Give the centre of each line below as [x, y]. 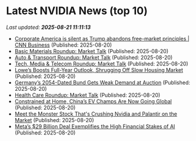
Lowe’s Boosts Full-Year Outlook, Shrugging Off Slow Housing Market [99, 70]
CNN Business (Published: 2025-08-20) [63, 45]
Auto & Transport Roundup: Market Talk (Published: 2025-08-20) [94, 57]
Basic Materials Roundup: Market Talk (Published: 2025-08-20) [92, 51]
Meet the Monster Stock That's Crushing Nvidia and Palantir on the [96, 114]
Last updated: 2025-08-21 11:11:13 [49, 27]
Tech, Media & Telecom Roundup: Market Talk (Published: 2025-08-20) [101, 64]
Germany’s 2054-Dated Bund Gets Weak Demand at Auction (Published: [102, 82]
